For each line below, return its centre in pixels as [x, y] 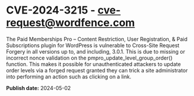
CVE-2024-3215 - [51, 10]
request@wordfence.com [70, 23]
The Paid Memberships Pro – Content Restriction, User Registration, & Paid [97, 39]
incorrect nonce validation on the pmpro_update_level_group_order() [89, 58]
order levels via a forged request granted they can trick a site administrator [97, 70]
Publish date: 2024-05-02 [39, 88]
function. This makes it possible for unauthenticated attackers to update [93, 64]
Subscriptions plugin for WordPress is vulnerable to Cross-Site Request [93, 45]
